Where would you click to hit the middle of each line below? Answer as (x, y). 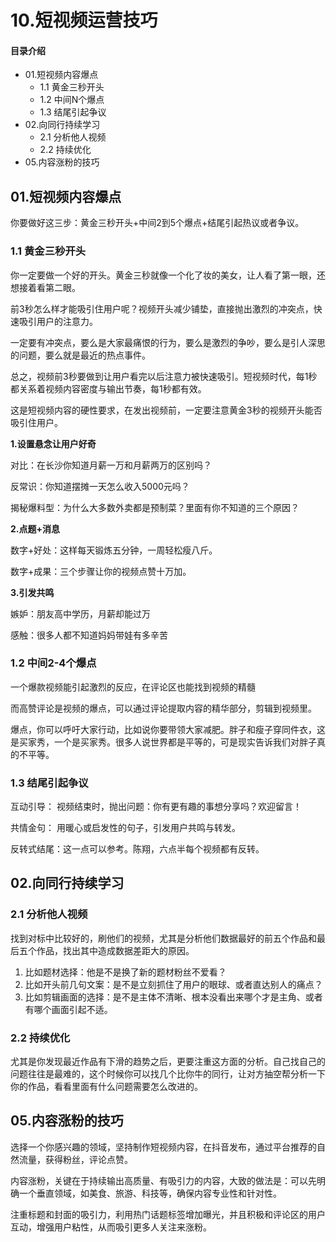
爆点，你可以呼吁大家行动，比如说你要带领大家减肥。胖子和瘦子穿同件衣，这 (168, 729)
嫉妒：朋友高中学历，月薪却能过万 (80, 613)
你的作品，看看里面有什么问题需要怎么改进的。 (106, 1087)
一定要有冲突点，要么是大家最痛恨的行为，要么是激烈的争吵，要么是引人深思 (168, 342)
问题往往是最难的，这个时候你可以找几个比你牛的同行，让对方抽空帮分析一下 (168, 1074)
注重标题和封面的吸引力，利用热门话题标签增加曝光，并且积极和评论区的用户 (168, 1214)
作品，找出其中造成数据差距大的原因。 (115, 950)
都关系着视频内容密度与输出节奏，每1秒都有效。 (108, 388)
